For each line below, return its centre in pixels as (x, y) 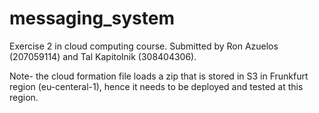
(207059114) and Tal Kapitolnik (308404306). (103, 56)
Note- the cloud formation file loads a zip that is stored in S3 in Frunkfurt (159, 76)
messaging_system (92, 18)
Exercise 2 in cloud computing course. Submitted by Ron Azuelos (144, 46)
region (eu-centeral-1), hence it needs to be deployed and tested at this (156, 86)
